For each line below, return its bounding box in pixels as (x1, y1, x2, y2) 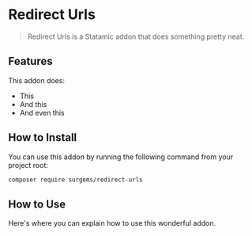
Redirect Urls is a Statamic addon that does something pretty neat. (27, 32, 245, 41)
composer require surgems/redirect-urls (8, 176, 144, 184)
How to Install (8, 131, 77, 144)
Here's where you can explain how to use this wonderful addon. (8, 219, 216, 228)
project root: (8, 160, 49, 169)
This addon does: (8, 75, 66, 85)
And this (19, 99, 47, 108)
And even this (19, 108, 65, 117)
